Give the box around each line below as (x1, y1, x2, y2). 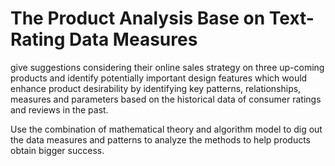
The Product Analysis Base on (10, 7, 266, 30)
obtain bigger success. (10, 144, 105, 156)
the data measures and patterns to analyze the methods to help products (10, 133, 312, 146)
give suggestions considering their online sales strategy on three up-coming (10, 61, 325, 73)
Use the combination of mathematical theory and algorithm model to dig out (10, 123, 323, 135)
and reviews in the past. (10, 103, 109, 116)
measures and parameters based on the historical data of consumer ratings (10, 93, 322, 105)
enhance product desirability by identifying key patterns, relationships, (10, 82, 302, 94)
